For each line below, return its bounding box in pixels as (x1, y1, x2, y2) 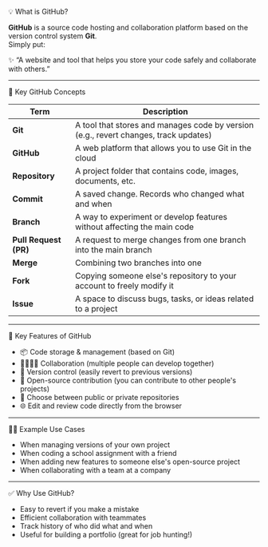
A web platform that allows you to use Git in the (74, 143, 252, 153)
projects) (19, 384, 50, 394)
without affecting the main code (74, 221, 194, 232)
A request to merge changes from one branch (74, 235, 246, 245)
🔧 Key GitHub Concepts (8, 87, 86, 97)
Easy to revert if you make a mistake (19, 505, 140, 513)
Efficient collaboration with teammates (19, 513, 147, 522)
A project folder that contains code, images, (74, 165, 239, 176)
